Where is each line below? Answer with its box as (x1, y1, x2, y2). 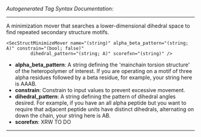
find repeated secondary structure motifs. (6, 29, 109, 35)
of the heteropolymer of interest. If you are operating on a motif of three (14, 68, 193, 74)
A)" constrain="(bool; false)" (6, 45, 84, 51)
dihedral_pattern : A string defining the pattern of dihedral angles (14, 93, 176, 100)
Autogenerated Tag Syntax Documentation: (6, 5, 114, 12)
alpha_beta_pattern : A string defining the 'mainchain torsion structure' (14, 61, 190, 68)
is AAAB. (14, 80, 37, 87)
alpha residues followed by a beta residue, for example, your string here (14, 74, 193, 81)
